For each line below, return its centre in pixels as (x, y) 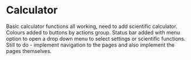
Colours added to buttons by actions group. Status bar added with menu (93, 32)
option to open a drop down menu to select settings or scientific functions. (96, 38)
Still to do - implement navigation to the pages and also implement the (90, 45)
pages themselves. (29, 51)
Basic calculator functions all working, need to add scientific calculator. (92, 26)
